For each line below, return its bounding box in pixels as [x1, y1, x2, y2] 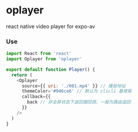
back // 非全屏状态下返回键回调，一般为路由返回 [27, 99, 131, 105]
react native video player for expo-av [6, 23, 95, 30]
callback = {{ [21, 94, 51, 100]
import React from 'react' [6, 51, 72, 57]
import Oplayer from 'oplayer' [6, 56, 82, 62]
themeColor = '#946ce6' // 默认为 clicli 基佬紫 [21, 88, 132, 94]
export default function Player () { [6, 67, 95, 72]
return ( [11, 72, 33, 78]
